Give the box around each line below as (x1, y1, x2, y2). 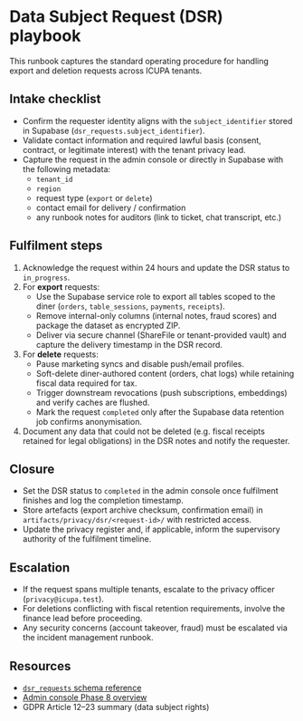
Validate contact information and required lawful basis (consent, (22, 134, 262, 146)
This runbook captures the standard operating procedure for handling (9, 55, 270, 66)
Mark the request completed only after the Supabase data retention (35, 406, 285, 418)
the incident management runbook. (22, 632, 154, 643)
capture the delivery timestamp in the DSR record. (35, 339, 223, 350)
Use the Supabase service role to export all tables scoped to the (35, 291, 276, 302)
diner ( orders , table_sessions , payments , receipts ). (35, 301, 226, 312)
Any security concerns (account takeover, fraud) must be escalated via (22, 622, 288, 633)
